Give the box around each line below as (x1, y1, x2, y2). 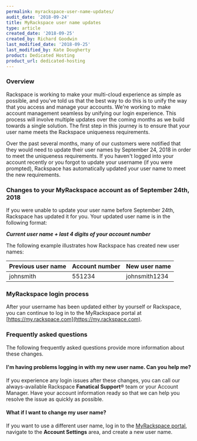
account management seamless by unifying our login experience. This (6, 110, 176, 117)
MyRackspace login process (6, 290, 89, 298)
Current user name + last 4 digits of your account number (6, 231, 151, 238)
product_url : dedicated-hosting (6, 58, 85, 64)
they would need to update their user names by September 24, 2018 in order (6, 146, 191, 153)
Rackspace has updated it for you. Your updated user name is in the (6, 213, 171, 220)
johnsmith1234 (126, 272, 169, 281)
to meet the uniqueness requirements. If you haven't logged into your (6, 152, 174, 159)
